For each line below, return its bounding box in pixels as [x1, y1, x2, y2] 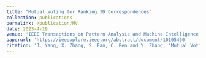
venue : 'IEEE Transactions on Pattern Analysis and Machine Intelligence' [6, 31, 202, 37]
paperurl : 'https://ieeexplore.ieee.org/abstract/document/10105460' [6, 37, 188, 43]
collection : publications [6, 14, 72, 21]
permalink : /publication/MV [6, 20, 78, 26]
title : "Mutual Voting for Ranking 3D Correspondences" [6, 8, 152, 15]
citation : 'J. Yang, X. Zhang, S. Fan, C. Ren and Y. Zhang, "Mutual [6, 43, 188, 49]
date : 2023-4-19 [6, 25, 48, 32]
